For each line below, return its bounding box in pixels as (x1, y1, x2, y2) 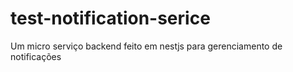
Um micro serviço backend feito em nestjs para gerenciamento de (10, 40, 283, 52)
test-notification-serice (10, 7, 211, 30)
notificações (10, 50, 62, 62)
